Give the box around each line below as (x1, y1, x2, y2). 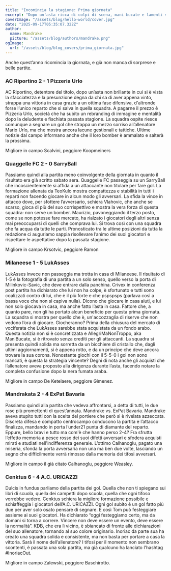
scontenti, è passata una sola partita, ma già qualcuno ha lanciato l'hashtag (5, 545, 163, 551)
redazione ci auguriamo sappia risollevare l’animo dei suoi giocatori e (5, 231, 150, 237)
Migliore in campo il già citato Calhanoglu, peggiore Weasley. (5, 461, 133, 467)
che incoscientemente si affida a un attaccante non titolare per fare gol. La (5, 183, 161, 189)
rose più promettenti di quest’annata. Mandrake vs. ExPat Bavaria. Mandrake (5, 408, 166, 414)
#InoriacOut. (5, 550, 32, 556)
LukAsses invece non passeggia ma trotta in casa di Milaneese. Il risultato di (5, 271, 165, 277)
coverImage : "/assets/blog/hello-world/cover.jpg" (5, 17, 115, 22)
